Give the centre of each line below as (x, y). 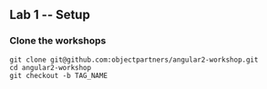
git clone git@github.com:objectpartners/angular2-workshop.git (134, 59)
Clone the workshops (58, 41)
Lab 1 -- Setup (50, 15)
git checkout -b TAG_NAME (58, 75)
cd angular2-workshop (51, 67)
